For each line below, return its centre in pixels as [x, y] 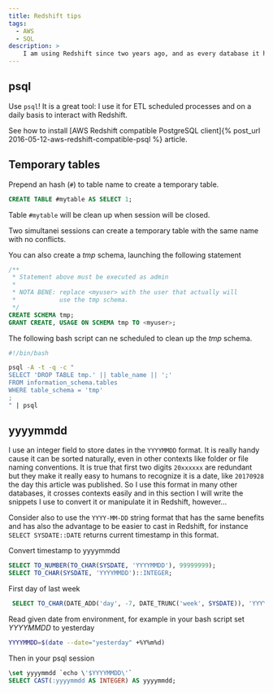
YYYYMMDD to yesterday [52, 628]
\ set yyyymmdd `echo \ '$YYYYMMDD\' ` [70, 673]
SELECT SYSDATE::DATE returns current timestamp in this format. [114, 535]
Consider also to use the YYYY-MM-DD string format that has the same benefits [136, 518]
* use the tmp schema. [70, 300]
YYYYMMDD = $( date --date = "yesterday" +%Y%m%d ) [87, 643]
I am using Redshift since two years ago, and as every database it [141, 54]
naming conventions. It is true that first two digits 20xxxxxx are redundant [130, 467]
